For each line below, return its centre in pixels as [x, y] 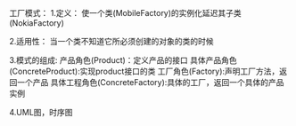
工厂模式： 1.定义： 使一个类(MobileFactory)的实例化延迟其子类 [126, 13]
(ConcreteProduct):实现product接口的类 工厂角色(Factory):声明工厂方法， [144, 71]
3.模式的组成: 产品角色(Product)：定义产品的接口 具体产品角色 [123, 60]
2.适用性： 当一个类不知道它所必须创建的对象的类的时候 [111, 41]
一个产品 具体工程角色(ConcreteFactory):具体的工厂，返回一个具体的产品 [150, 82]
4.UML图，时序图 [41, 112]
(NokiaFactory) [37, 23]
